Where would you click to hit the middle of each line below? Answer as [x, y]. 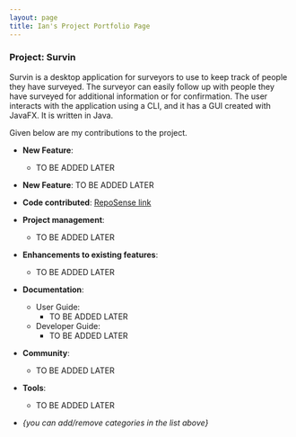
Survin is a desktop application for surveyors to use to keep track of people [148, 76]
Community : [46, 352]
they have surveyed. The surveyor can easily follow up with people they [142, 86]
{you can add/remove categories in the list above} [115, 423]
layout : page [34, 18]
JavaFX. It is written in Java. [61, 115]
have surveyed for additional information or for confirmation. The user [139, 96]
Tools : [34, 388]
